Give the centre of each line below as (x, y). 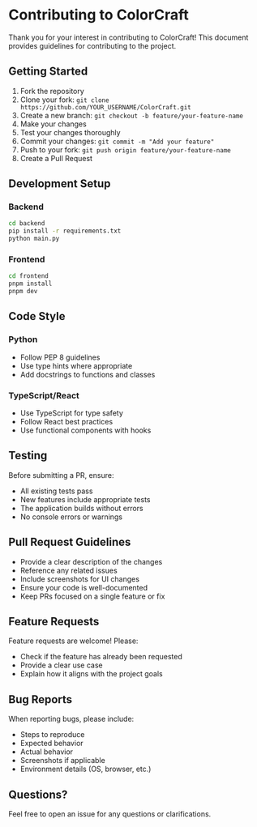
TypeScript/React (44, 395)
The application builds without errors (81, 508)
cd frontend (28, 276)
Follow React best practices (66, 421)
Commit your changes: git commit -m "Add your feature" (117, 141)
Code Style (37, 316)
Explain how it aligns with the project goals (92, 674)
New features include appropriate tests (86, 499)
